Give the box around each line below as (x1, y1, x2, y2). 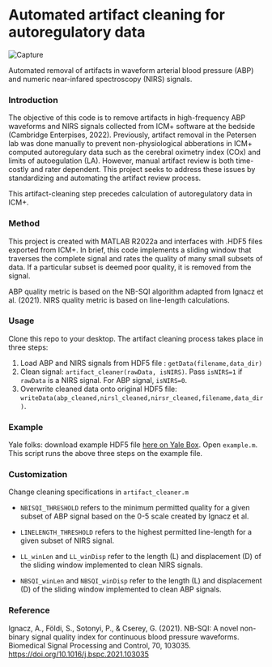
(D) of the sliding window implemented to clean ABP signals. (19, 584, 222, 594)
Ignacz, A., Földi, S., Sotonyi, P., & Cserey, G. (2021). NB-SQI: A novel (8, 623, 239, 633)
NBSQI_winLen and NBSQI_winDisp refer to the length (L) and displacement (19, 576, 262, 586)
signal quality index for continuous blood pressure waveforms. (31, 631, 240, 642)
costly (8, 165, 29, 174)
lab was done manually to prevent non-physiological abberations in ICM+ (8, 139, 253, 148)
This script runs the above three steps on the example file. (8, 449, 203, 458)
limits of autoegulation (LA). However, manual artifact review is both (8, 156, 235, 166)
